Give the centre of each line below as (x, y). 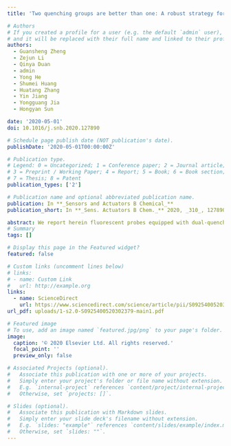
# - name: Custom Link (40, 279)
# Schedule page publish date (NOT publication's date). (90, 140)
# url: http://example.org (49, 286)
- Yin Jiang (31, 96)
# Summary (21, 229)
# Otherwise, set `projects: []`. (59, 394)
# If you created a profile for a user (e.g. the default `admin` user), (115, 32)
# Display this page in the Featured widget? (73, 248)
